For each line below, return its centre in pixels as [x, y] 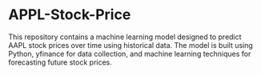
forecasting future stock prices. [60, 62]
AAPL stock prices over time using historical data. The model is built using [131, 45]
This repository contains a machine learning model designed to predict [125, 37]
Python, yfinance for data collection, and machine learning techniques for [130, 53]
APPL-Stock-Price [70, 15]
